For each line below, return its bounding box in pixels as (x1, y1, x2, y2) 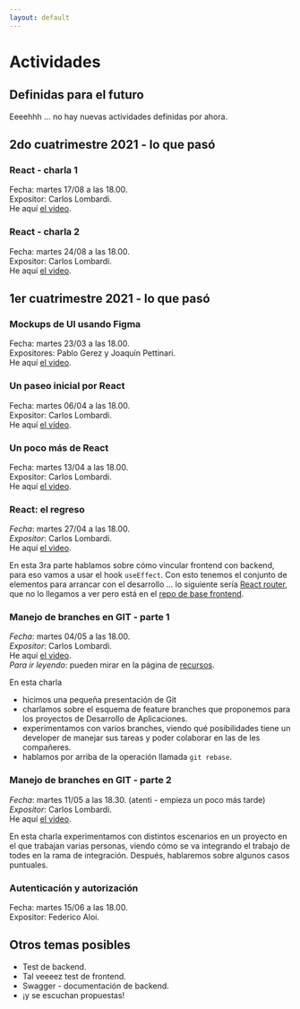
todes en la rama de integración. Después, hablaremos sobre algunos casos (9, 849, 290, 860)
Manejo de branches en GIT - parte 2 (9, 774, 172, 787)
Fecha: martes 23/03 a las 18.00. (9, 338, 130, 349)
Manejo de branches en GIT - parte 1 (9, 611, 170, 624)
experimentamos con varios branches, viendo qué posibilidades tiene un (21, 723, 291, 734)
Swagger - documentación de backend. (21, 980, 170, 991)
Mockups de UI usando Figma (9, 317, 141, 330)
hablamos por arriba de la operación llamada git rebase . (21, 752, 233, 763)
